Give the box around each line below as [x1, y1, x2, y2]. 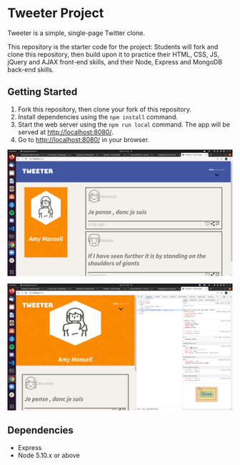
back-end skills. [7, 65, 54, 74]
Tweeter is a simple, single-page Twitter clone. [7, 29, 145, 37]
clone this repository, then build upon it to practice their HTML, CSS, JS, [7, 50, 220, 59]
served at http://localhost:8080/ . [17, 127, 114, 136]
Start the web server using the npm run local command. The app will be [17, 120, 231, 129]
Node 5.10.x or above [17, 451, 80, 459]
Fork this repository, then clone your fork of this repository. [17, 105, 191, 114]
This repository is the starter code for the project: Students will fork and [7, 42, 219, 51]
